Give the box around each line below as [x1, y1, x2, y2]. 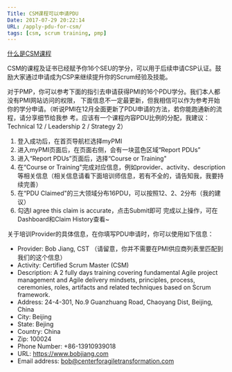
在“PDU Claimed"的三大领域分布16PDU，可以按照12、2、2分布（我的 [17, 189, 215, 198]
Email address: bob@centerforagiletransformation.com [17, 357, 175, 365]
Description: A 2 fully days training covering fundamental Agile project [17, 269, 218, 277]
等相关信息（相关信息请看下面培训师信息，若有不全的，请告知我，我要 [17, 171, 218, 180]
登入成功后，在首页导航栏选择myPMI [17, 137, 123, 146]
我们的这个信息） [17, 253, 66, 262]
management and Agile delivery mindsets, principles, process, [17, 276, 195, 285]
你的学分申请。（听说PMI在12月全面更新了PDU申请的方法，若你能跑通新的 [7, 105, 217, 113]
